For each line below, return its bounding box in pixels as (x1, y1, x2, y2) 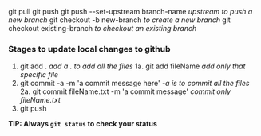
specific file (19, 70, 58, 80)
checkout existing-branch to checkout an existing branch (8, 24, 197, 33)
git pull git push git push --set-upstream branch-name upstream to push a (8, 7, 253, 16)
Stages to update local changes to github (8, 43, 171, 54)
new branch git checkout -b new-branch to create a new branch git (8, 15, 231, 25)
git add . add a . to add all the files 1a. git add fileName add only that (19, 61, 246, 71)
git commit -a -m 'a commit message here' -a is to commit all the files (19, 79, 250, 88)
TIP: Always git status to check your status (8, 119, 158, 129)
